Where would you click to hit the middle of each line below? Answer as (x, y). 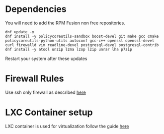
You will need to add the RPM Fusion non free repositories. (65, 23)
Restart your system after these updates (46, 59)
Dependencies (36, 9)
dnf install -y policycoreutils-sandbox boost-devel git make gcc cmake (82, 36)
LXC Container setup (49, 112)
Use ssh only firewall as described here (45, 92)
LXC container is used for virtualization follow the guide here (67, 126)
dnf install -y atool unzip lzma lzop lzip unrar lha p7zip (69, 49)
